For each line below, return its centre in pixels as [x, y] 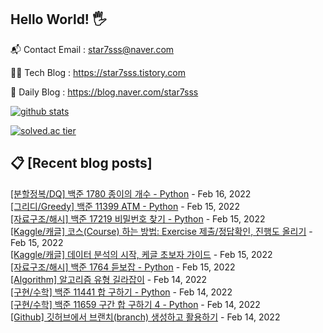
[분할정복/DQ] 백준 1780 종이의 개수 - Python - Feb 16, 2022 [131, 193]
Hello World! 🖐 [58, 19]
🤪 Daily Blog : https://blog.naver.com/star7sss [104, 92]
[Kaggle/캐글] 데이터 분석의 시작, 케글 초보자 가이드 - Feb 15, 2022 [141, 254]
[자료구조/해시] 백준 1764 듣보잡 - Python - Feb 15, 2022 [123, 267]
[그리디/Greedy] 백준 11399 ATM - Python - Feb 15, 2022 [125, 206]
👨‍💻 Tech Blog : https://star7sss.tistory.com [98, 72]
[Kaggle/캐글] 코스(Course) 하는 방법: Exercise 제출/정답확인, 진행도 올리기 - [161, 231]
